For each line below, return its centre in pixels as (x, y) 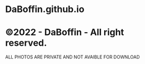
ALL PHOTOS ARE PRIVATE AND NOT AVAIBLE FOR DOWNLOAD (72, 57)
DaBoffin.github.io (45, 9)
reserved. (26, 43)
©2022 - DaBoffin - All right (65, 33)
